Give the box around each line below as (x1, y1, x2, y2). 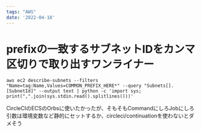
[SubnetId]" (6, 88, 36, 94)
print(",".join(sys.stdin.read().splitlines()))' (6, 93, 134, 99)
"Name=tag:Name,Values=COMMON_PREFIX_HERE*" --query (6, 83, 142, 89)
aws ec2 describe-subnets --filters (6, 78, 98, 84)
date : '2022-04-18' (6, 14, 56, 20)
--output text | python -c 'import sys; (38, 88, 142, 94)
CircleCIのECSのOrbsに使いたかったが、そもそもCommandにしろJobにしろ (6, 105, 195, 112)
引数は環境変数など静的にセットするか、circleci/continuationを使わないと (6, 112, 189, 119)
